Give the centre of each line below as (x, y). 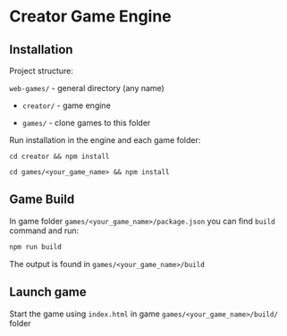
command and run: (44, 231)
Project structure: (42, 71)
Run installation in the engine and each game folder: (105, 140)
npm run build (36, 247)
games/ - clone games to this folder (86, 123)
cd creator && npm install (59, 156)
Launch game (48, 292)
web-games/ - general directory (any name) (87, 88)
